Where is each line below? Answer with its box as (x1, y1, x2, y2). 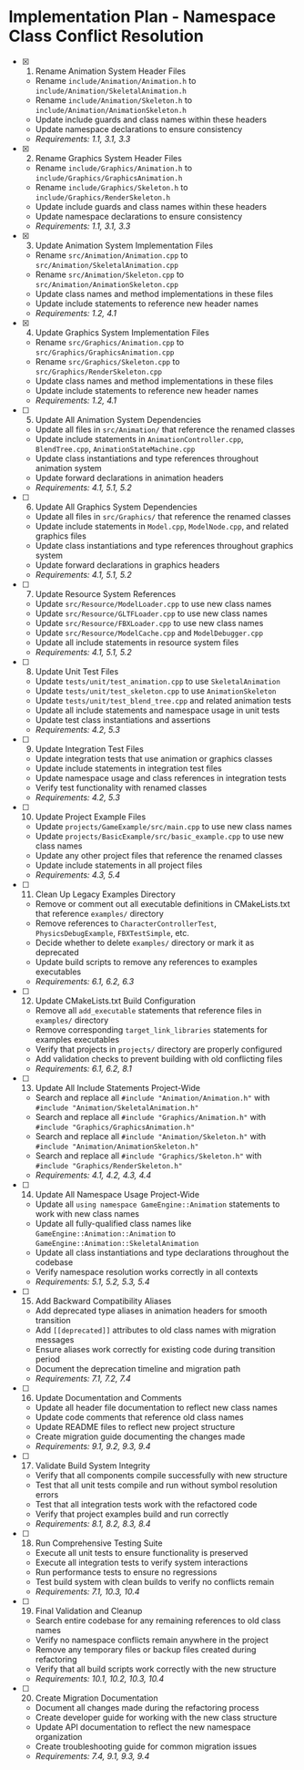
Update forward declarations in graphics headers (35, 559, 220, 571)
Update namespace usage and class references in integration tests (35, 772, 288, 783)
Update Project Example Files (35, 811, 147, 822)
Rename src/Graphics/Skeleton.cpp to (35, 355, 180, 366)
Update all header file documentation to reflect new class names (35, 1402, 279, 1413)
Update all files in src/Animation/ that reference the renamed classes (35, 424, 296, 435)
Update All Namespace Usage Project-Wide (35, 1189, 200, 1199)
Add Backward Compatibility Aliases (35, 1295, 172, 1306)
